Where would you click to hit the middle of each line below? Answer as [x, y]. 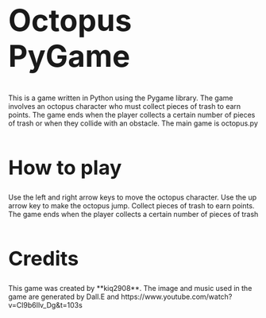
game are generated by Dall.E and [64, 297]
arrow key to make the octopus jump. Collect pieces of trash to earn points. [131, 205]
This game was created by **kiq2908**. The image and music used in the [130, 288]
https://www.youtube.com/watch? [177, 297]
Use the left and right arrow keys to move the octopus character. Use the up [133, 197]
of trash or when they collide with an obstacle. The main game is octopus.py [133, 123]
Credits [44, 258]
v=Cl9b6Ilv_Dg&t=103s [46, 304]
